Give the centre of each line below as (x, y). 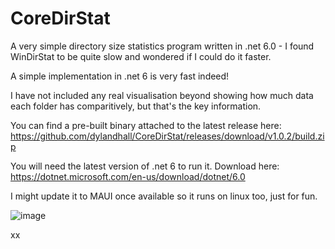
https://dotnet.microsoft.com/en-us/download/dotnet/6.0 (128, 176)
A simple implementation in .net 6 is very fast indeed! (120, 76)
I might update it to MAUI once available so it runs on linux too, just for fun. (164, 196)
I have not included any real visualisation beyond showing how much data (162, 95)
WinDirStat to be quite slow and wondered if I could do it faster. (141, 56)
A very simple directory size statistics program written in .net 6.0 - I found (162, 46)
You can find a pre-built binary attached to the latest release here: (146, 125)
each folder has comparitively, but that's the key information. (136, 106)
